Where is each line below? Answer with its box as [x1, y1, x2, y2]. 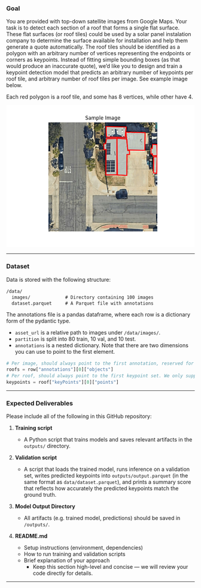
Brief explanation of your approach [23, 557, 110, 564]
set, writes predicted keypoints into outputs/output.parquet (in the [23, 472, 188, 479]
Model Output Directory [14, 503, 76, 510]
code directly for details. [32, 569, 93, 577]
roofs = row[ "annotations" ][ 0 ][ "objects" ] [6, 366, 114, 373]
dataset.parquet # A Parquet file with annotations [11, 300, 154, 306]
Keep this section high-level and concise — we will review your [32, 563, 188, 571]
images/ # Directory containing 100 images [11, 294, 154, 300]
